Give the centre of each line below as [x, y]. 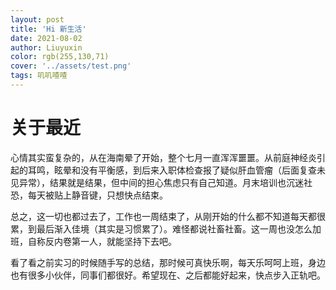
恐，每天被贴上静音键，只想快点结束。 [89, 195]
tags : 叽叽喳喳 [39, 76]
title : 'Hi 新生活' [48, 29]
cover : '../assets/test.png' [71, 66]
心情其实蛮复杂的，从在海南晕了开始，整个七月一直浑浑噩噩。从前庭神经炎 [163, 157]
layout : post [37, 19]
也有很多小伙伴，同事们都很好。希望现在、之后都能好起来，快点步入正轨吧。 [168, 275]
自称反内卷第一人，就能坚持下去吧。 [102, 241]
